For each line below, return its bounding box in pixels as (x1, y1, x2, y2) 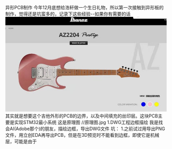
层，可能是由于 (5, 138, 37, 144)
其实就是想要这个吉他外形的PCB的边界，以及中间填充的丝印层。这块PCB (5, 113, 158, 119)
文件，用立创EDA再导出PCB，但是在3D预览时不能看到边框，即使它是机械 (5, 132, 160, 138)
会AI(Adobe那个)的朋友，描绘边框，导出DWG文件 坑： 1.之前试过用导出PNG (5, 126, 165, 132)
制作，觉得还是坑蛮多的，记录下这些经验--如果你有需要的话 (5, 11, 131, 17)
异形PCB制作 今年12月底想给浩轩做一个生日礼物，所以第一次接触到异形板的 (5, 5, 164, 10)
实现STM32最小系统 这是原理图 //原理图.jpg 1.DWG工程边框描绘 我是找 (14, 119, 163, 126)
